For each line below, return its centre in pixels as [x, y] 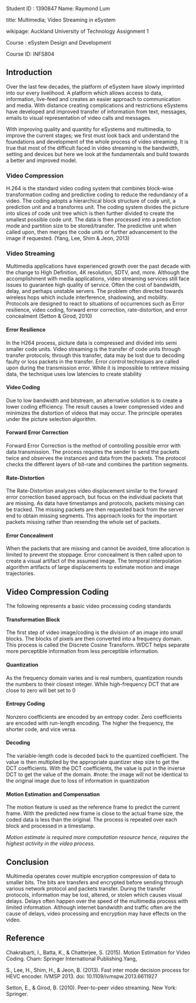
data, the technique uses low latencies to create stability [74, 374]
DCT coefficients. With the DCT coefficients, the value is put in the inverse [96, 768]
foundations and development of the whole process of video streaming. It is [97, 142]
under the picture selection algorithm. [51, 419]
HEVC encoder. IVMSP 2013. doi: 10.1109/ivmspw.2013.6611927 [82, 976]
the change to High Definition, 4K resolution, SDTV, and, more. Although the [97, 272]
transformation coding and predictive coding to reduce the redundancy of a [97, 195]
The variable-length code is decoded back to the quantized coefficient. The [97, 756]
